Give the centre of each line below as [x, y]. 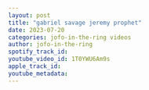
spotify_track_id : [38, 52]
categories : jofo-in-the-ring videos [70, 37]
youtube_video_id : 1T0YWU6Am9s [59, 59]
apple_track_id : [35, 67]
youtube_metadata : [38, 74]
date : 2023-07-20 [36, 30]
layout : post [29, 15]
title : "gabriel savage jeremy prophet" [75, 23]
